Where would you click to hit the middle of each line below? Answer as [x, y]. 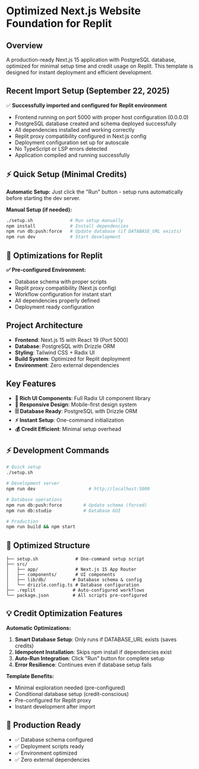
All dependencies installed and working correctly [75, 129]
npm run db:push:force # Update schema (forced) [77, 505]
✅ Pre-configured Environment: [46, 270]
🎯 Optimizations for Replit [54, 256]
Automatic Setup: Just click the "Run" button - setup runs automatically [94, 192]
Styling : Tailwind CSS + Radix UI [55, 352]
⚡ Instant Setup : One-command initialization [69, 420]
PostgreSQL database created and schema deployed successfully [95, 124]
